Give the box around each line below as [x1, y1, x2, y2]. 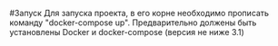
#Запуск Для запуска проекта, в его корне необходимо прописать [9, 8, 270, 18]
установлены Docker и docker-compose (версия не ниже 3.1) [9, 27, 245, 37]
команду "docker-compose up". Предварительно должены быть [9, 17, 257, 28]
